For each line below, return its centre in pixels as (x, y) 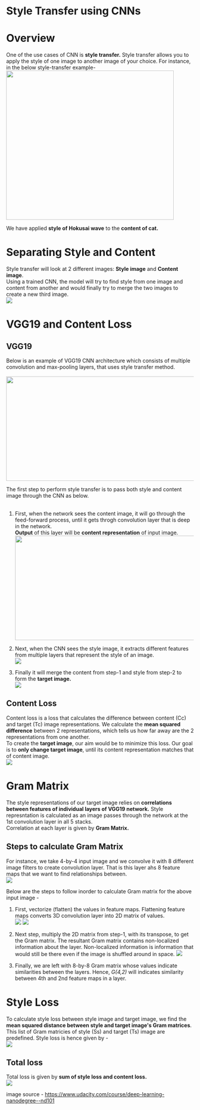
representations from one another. (48, 737)
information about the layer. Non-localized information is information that (104, 946)
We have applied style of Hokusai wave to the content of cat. (82, 229)
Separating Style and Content (81, 252)
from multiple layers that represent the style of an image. (85, 655)
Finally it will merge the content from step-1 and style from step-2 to (98, 673)
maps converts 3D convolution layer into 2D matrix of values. (90, 915)
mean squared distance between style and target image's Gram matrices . (99, 1025)
